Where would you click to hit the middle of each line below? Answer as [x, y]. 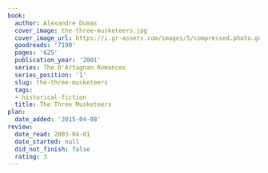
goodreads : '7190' [46, 45]
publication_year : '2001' [58, 61]
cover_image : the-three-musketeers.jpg [81, 30]
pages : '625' [36, 53]
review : [20, 127]
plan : [16, 112]
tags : [24, 90]
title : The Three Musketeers [63, 104]
